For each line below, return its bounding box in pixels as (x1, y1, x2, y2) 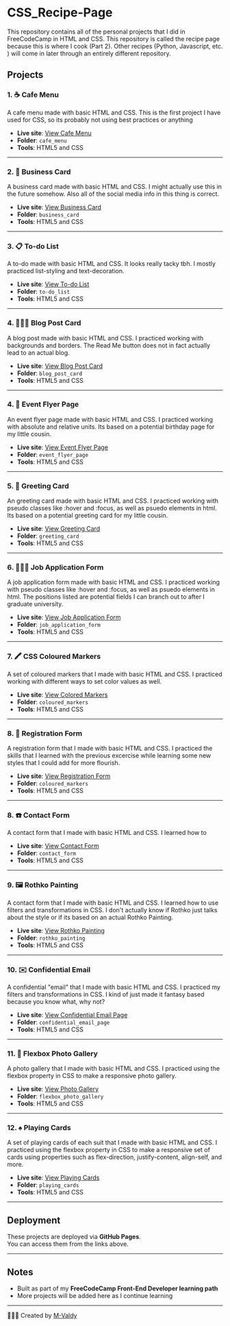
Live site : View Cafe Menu (16, 129, 92, 137)
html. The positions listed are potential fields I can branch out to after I (7, 592, 205, 601)
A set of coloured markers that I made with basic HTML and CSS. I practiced (7, 670, 222, 678)
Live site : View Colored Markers (16, 690, 108, 699)
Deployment (7, 1214, 61, 1226)
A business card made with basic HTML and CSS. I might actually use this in (7, 182, 222, 190)
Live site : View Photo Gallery (16, 1085, 99, 1093)
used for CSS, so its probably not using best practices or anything (7, 115, 193, 124)
